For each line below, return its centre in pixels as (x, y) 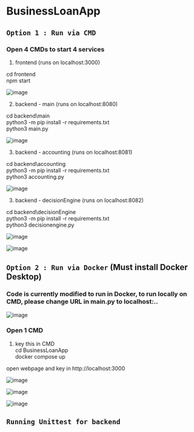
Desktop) (24, 277)
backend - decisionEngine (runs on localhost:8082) (79, 200)
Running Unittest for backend (63, 422)
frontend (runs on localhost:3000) (58, 62)
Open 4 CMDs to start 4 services (55, 49)
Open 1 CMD (25, 330)
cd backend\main (28, 116)
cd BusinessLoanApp (42, 350)
